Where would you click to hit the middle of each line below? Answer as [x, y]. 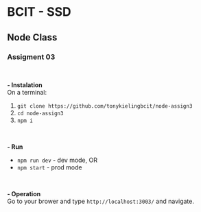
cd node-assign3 [40, 113]
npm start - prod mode [49, 167]
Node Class [32, 37]
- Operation [24, 193]
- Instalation [25, 85]
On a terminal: [27, 92]
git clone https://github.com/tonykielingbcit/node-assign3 [105, 106]
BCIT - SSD [39, 12]
